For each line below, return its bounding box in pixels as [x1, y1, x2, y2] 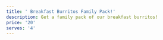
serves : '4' [6, 25, 36, 31]
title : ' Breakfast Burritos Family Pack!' [6, 8, 116, 15]
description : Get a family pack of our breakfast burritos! [6, 14, 159, 20]
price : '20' [6, 19, 36, 25]
